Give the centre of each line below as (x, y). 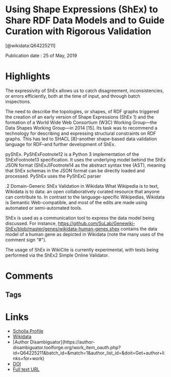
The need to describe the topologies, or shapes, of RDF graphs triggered (82, 111)
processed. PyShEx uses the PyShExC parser (53, 176)
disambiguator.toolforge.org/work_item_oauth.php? (67, 348)
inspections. (18, 101)
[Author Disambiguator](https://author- (54, 342)
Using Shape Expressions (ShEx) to (82, 10)
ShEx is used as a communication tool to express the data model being (80, 218)
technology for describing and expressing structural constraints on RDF (81, 133)
